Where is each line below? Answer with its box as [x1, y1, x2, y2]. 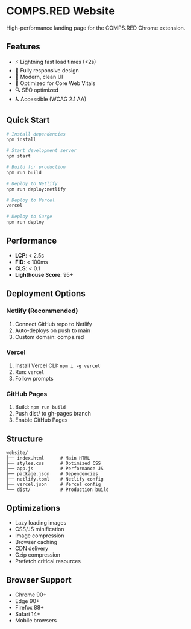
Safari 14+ [14, 610, 41, 618]
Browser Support [6, 575, 72, 586]
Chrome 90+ [14, 591, 47, 598]
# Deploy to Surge [6, 213, 52, 220]
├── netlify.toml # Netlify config [6, 476, 104, 482]
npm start [6, 153, 31, 159]
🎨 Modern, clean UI [14, 73, 63, 80]
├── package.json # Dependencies [6, 470, 98, 477]
